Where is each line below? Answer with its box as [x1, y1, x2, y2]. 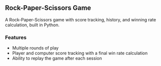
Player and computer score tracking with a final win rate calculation [12, 50, 148, 56]
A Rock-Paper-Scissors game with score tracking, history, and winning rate [5, 16, 156, 22]
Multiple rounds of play [12, 45, 59, 51]
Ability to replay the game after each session [12, 55, 102, 61]
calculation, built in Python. [5, 22, 60, 28]
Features [5, 34, 27, 41]
